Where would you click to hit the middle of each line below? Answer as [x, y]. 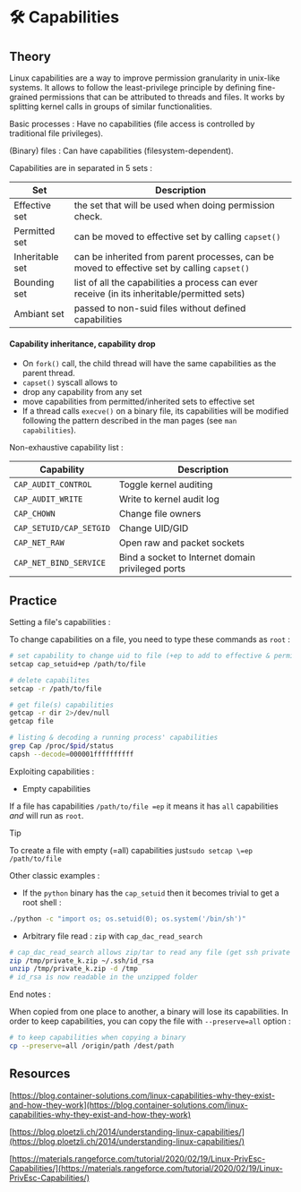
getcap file [31, 722]
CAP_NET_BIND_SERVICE [60, 563]
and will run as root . [47, 815]
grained [24, 97]
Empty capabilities [56, 788]
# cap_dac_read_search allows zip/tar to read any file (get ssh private [150, 952]
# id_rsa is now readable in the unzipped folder [104, 977]
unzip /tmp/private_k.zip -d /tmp [74, 969]
